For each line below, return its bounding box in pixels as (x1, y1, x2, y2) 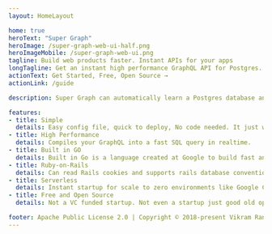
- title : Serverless (8, 176, 79, 185)
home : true (8, 26, 45, 35)
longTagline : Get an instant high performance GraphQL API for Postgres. (8, 64, 263, 73)
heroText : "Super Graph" (8, 34, 92, 42)
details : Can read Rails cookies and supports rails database (15, 168, 230, 177)
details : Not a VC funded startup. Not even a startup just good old (15, 199, 255, 207)
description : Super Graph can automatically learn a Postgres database (8, 94, 255, 102)
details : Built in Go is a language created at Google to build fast (15, 153, 255, 162)
